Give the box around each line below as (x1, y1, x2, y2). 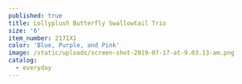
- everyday (15, 64, 52, 72)
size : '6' (8, 26, 42, 34)
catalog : (8, 57, 38, 65)
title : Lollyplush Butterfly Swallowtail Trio (8, 19, 167, 27)
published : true (8, 11, 63, 20)
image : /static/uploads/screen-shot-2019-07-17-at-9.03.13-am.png (8, 49, 235, 57)
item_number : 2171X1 (8, 34, 78, 42)
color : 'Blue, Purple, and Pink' (8, 42, 120, 50)
